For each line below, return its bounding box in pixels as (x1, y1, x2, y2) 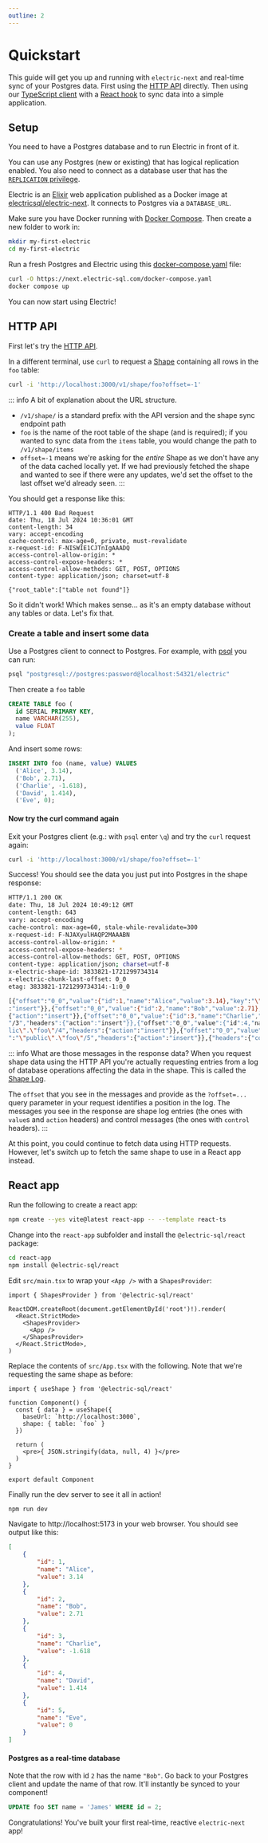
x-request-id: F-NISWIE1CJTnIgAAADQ (8, 544, 130, 552)
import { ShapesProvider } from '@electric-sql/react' (8, 1291, 195, 1299)
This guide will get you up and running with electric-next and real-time (8, 73, 245, 82)
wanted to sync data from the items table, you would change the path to (19, 435, 257, 445)
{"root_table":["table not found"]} (8, 585, 130, 594)
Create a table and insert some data (8, 628, 149, 639)
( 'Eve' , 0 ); (15, 797, 56, 805)
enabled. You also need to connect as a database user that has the (8, 166, 228, 175)
